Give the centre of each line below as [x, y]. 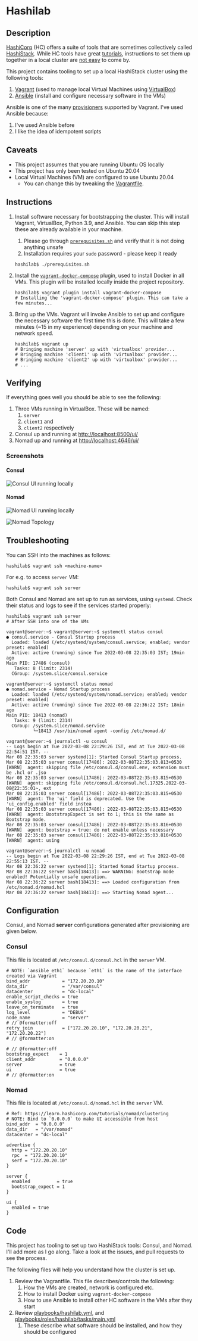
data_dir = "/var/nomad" [40, 1129]
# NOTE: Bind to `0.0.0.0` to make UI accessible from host [82, 1119]
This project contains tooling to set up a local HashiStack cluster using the [97, 71]
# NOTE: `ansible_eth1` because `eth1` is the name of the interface [94, 970]
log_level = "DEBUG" [46, 1012]
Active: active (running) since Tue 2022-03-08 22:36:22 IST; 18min [98, 705]
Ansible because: [27, 113]
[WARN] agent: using [33, 840]
